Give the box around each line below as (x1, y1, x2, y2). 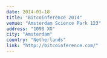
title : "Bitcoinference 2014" (6, 14, 83, 21)
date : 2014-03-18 (6, 8, 50, 15)
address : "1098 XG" (6, 25, 56, 32)
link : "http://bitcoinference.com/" (6, 43, 99, 49)
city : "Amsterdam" (6, 31, 53, 37)
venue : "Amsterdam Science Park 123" (6, 20, 102, 26)
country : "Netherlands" (6, 37, 66, 43)
